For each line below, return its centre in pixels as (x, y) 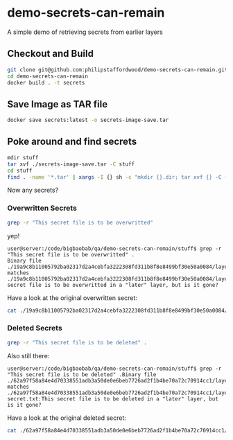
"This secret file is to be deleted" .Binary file (82, 375)
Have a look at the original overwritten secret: (72, 298)
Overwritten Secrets (42, 208)
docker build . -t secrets (46, 82)
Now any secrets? (33, 190)
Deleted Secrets (35, 328)
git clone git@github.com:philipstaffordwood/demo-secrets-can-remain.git (118, 70)
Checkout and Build (50, 54)
